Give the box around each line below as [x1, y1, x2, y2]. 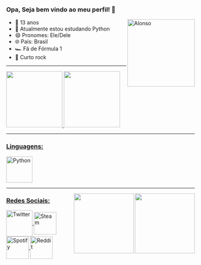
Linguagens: [6, 142, 44, 151]
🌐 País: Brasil [14, 38, 48, 45]
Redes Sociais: [6, 196, 50, 205]
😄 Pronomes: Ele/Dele [14, 32, 71, 39]
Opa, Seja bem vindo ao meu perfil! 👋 [6, 5, 116, 14]
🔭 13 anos [14, 19, 39, 26]
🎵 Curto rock [14, 54, 47, 61]
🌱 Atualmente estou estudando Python [14, 25, 110, 32]
